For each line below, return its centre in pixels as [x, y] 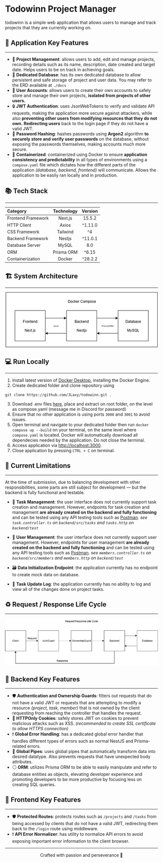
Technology [65, 211]
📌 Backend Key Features [42, 679]
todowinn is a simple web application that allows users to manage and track [81, 22]
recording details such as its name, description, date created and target [83, 64]
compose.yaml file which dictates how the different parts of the [74, 165]
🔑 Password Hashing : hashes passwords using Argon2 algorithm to [80, 134]
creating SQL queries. [34, 784]
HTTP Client [19, 225]
